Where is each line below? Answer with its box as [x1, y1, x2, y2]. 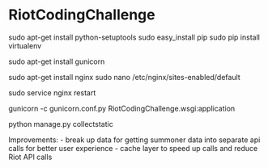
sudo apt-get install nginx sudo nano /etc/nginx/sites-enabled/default [8, 72, 240, 82]
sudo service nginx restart [8, 87, 96, 98]
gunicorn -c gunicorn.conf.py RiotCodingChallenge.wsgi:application [8, 103, 236, 113]
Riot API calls [8, 152, 53, 162]
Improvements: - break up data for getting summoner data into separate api [8, 135, 261, 145]
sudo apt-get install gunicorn [8, 57, 105, 66]
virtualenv [8, 40, 42, 50]
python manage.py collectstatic [8, 119, 113, 128]
